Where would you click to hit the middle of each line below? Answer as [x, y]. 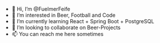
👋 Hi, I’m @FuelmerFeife [41, 9]
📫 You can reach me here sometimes [58, 34]
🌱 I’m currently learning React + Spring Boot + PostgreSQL [83, 21]
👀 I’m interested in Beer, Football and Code [64, 15]
